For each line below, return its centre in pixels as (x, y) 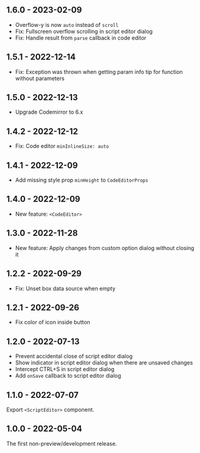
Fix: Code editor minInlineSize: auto (62, 146)
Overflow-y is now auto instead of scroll (67, 24)
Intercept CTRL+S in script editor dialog (65, 369)
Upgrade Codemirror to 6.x (49, 112)
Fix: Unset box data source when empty (65, 288)
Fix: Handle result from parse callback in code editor (81, 38)
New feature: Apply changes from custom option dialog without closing (105, 248)
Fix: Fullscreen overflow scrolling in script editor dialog (84, 31)
